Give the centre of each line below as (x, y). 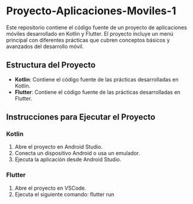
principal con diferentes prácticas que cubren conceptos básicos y (88, 40)
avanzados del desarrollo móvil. (45, 46)
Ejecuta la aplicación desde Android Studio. (68, 159)
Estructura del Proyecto (51, 65)
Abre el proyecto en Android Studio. (58, 147)
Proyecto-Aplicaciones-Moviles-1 (91, 11)
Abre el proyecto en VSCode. (50, 188)
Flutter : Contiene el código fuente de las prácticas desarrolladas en (98, 92)
